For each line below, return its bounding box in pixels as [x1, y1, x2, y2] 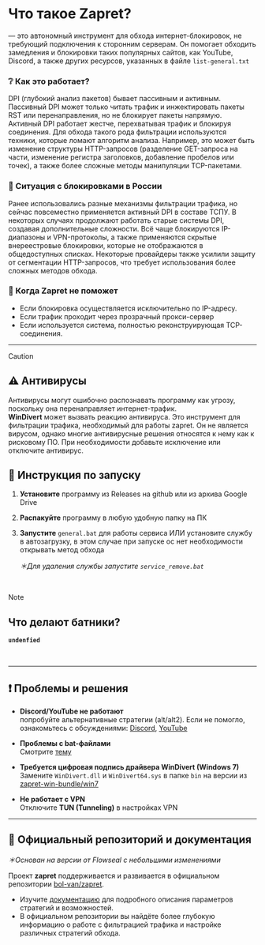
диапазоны [8, 232, 46, 242]
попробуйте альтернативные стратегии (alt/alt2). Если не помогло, [19, 715, 246, 725]
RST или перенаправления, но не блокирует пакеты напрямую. [8, 111, 222, 120]
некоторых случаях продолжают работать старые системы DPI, [8, 215, 225, 225]
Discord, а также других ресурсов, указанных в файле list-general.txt [8, 56, 250, 66]
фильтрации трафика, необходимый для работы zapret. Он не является [8, 420, 248, 430]
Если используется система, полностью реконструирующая [19, 320, 225, 329]
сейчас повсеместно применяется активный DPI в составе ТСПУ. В [8, 207, 237, 216]
